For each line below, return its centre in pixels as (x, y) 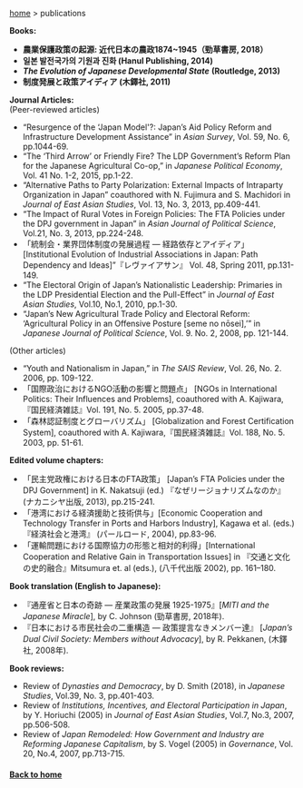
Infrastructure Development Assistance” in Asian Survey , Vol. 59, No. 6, (156, 137)
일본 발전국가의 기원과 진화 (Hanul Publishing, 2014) (117, 61)
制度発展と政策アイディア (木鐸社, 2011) (96, 82)
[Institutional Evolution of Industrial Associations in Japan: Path (140, 254)
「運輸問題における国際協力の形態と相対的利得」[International (139, 545)
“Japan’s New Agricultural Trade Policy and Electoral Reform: (136, 314)
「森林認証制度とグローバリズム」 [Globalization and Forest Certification (158, 421)
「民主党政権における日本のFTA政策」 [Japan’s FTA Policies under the (154, 479)
